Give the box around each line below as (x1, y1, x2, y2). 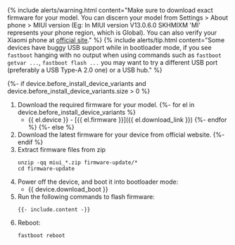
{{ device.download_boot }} (27, 185, 108, 193)
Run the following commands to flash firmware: (17, 193, 155, 201)
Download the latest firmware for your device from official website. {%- (17, 130, 225, 139)
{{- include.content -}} (17, 206, 91, 213)
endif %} (17, 138, 44, 146)
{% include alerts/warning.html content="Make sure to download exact (7, 6, 213, 14)
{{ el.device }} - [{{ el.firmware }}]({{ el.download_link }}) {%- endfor (27, 115, 227, 124)
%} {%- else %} (27, 123, 75, 131)
